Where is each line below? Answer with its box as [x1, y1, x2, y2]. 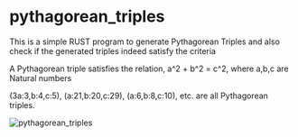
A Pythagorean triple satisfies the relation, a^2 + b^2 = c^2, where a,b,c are [9, 63, 289, 74]
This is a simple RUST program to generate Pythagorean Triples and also [9, 36, 280, 47]
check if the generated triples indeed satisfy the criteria [9, 45, 217, 56]
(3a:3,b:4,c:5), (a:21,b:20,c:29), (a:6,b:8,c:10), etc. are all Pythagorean [9, 90, 269, 101]
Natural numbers [9, 72, 72, 83]
